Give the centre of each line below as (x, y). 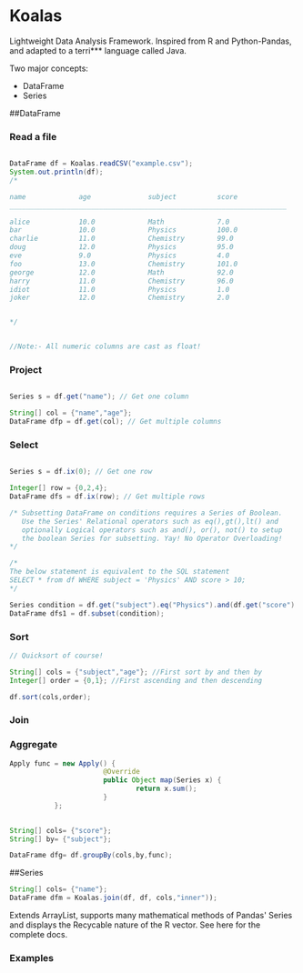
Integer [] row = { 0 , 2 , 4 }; (58, 488)
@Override (122, 772)
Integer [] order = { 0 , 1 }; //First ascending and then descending (136, 680)
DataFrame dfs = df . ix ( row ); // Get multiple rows (107, 497)
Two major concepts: (49, 68)
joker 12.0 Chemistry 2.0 (120, 298)
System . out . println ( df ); (56, 172)
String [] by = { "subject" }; (61, 839)
